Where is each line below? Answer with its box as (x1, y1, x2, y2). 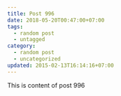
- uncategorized (13, 56, 61, 63)
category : (7, 42, 36, 49)
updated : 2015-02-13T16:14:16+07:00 (7, 62, 114, 69)
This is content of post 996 (7, 81, 85, 89)
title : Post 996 (7, 10, 55, 17)
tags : (7, 23, 23, 30)
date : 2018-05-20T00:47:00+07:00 (7, 17, 105, 24)
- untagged (13, 36, 45, 43)
